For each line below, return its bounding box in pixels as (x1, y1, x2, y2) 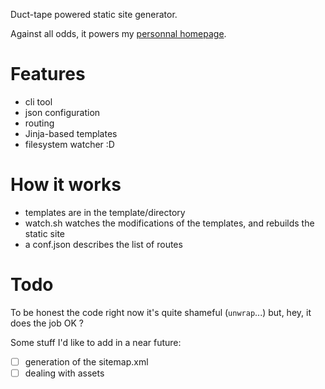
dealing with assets (24, 367, 105, 379)
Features (10, 63, 86, 86)
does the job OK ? (10, 317, 84, 329)
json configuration (24, 106, 101, 118)
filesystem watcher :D (24, 138, 115, 150)
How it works (10, 174, 122, 196)
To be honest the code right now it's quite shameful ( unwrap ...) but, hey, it (10, 306, 312, 318)
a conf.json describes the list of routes (24, 238, 183, 250)
